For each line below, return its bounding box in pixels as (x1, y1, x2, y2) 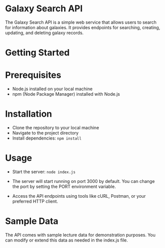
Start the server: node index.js (12, 169, 76, 175)
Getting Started (5, 47, 70, 58)
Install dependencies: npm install (12, 135, 82, 141)
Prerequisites (5, 70, 62, 81)
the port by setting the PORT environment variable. (12, 183, 116, 189)
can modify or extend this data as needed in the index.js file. (5, 237, 128, 243)
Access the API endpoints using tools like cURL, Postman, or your (12, 193, 146, 199)
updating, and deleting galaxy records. (5, 30, 84, 35)
